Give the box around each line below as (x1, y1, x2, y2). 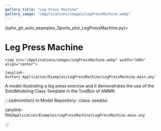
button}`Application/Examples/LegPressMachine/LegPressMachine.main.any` (5, 74, 157, 80)
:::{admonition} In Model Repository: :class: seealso (5, 98, 108, 103)
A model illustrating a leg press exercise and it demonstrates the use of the (5, 83, 154, 89)
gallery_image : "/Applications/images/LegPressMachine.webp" (5, 12, 131, 16)
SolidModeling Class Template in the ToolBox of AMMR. (5, 88, 116, 94)
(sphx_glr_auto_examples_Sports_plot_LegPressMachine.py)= (5, 25, 128, 30)
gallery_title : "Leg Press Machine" (5, 7, 79, 12)
